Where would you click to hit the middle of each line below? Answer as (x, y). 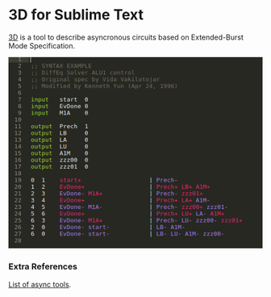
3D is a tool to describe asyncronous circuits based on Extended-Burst (126, 37)
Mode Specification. (42, 45)
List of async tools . (40, 284)
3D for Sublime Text (76, 15)
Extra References (43, 266)
